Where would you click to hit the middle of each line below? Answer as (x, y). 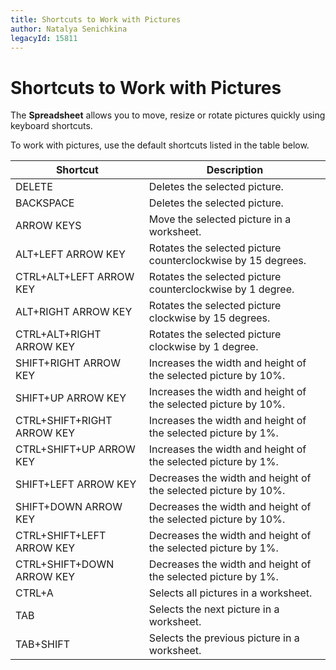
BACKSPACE (45, 203)
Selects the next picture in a (214, 609)
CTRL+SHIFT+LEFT (61, 536)
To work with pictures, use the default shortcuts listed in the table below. (160, 145)
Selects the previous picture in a (224, 638)
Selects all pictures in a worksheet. (230, 593)
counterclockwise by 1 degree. (221, 289)
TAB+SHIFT (43, 644)
